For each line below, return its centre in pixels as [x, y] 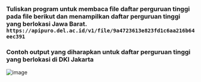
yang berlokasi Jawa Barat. [46, 24]
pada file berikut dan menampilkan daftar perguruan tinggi [93, 16]
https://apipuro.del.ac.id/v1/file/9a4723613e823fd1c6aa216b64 [100, 31]
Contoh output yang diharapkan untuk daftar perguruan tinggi [98, 51]
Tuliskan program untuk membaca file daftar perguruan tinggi [98, 9]
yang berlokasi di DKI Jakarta [50, 59]
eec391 [16, 37]
